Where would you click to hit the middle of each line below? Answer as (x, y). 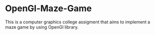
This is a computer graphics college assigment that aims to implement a (78, 22)
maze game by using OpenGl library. (42, 27)
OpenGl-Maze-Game (49, 9)
